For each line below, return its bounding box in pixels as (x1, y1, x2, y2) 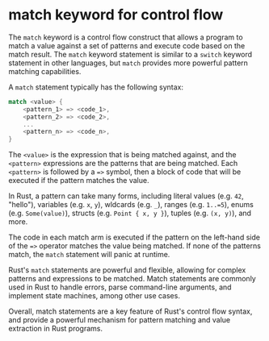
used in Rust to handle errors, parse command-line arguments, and (8, 282, 232, 292)
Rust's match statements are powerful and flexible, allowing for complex (8, 265, 246, 275)
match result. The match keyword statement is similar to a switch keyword (8, 49, 253, 59)
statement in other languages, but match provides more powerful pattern (8, 58, 249, 68)
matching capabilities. (8, 66, 82, 76)
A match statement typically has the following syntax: (8, 82, 184, 92)
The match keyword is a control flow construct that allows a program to (8, 32, 244, 42)
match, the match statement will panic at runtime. (8, 250, 170, 260)
